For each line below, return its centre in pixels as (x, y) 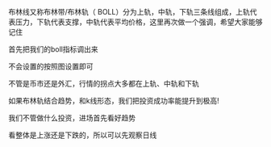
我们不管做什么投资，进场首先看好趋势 (72, 118)
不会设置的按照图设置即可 (51, 66)
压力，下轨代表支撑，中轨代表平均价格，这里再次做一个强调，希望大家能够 (139, 22)
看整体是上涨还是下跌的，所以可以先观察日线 (83, 135)
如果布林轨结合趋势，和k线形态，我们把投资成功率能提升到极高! (114, 101)
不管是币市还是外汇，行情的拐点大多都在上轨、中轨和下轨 (104, 84)
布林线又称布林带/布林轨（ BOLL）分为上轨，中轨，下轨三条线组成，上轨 (129, 12)
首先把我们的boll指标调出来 (53, 49)
